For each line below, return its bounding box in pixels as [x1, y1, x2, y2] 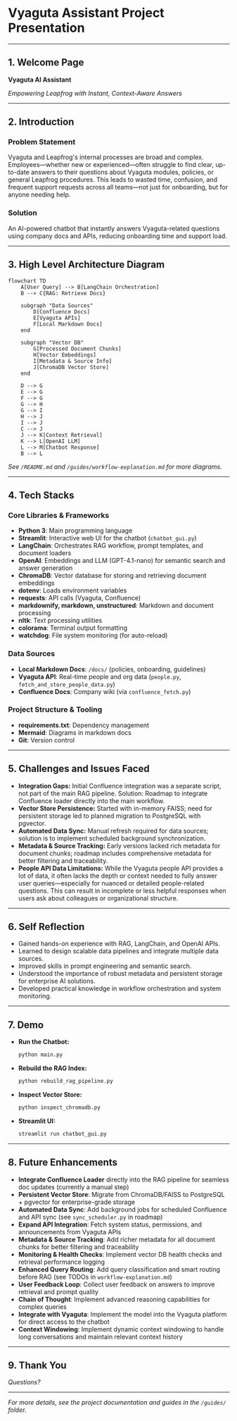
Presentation [8, 20, 85, 36]
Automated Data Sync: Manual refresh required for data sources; [18, 826, 209, 835]
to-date [8, 168, 30, 177]
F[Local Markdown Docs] [33, 321, 103, 328]
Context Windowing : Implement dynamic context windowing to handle [18, 1324, 224, 1333]
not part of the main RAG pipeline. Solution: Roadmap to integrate [18, 789, 208, 798]
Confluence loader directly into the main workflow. [18, 796, 165, 805]
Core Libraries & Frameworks [8, 510, 110, 520]
